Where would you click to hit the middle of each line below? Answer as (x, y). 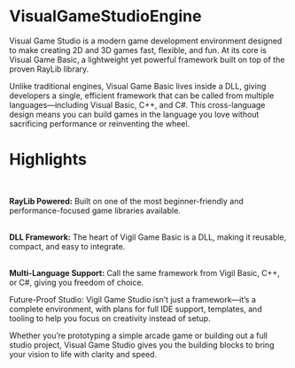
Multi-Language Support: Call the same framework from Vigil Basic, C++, (145, 272)
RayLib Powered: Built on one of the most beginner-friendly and (126, 201)
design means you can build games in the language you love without (134, 114)
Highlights (48, 160)
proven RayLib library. (49, 69)
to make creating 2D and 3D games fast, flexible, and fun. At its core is (138, 50)
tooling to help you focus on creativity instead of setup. (110, 318)
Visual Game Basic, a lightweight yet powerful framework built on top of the (147, 59)
